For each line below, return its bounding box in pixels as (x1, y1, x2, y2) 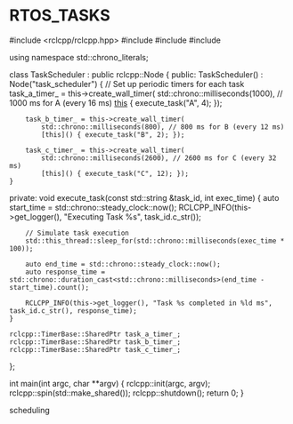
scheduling (9, 404, 51, 415)
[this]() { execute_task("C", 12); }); (41, 169, 190, 178)
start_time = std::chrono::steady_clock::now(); (9, 202, 177, 212)
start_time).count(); (9, 283, 90, 292)
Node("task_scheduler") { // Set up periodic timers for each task (9, 78, 245, 89)
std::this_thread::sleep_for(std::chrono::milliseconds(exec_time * (25, 236, 285, 245)
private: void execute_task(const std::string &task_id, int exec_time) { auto (9, 192, 280, 203)
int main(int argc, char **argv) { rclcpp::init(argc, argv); (9, 378, 211, 388)
